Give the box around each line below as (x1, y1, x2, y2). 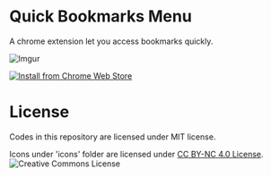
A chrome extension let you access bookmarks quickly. (9, 36, 214, 46)
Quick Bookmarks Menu (9, 6, 193, 27)
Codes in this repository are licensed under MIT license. (9, 131, 216, 142)
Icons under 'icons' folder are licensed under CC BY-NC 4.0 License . (9, 148, 264, 159)
